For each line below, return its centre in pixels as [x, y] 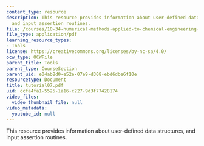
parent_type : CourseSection [42, 68]
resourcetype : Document [36, 80]
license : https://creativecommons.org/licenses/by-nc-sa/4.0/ [87, 52]
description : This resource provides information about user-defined [96, 18]
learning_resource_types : [39, 40]
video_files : [23, 97]
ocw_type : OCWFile [29, 57]
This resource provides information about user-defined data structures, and [101, 131]
